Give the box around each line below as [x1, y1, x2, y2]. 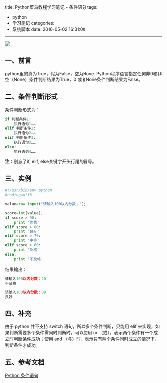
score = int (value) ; [5, 211, 43, 216]
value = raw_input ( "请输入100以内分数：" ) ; [5, 202, 86, 207]
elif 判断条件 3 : [5, 135, 36, 140]
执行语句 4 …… [14, 149, 36, 154]
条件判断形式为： [5, 106, 40, 113]
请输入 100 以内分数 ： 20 [5, 276, 46, 281]
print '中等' [14, 238, 40, 243]
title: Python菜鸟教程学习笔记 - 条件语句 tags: [5, 4, 98, 10]
